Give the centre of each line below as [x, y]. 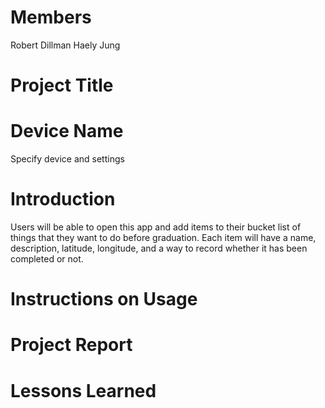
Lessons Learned [83, 390]
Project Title [62, 85]
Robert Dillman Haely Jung [65, 45]
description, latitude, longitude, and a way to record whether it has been [159, 248]
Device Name [67, 131]
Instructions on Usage [104, 299]
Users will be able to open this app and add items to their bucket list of [156, 227]
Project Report [71, 345]
